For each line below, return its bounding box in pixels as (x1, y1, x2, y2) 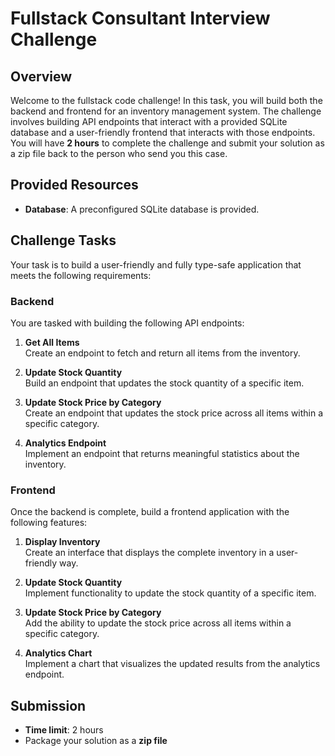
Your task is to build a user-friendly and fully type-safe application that (10, 258, 302, 271)
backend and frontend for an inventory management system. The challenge (10, 105, 322, 117)
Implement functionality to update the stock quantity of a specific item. (24, 587, 317, 599)
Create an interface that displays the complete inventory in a (24, 547, 275, 559)
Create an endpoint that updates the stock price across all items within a (24, 407, 324, 419)
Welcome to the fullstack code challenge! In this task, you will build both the (10, 95, 323, 106)
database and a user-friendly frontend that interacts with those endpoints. (10, 127, 316, 138)
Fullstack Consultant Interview (10, 7, 271, 30)
